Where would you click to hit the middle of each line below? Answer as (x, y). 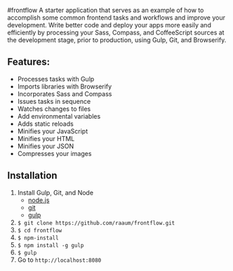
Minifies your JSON (46, 146)
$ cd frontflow (40, 230)
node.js (39, 200)
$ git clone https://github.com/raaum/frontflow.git (96, 223)
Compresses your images (54, 153)
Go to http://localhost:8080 (59, 260)
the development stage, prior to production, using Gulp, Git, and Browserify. (117, 40)
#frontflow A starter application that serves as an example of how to (106, 10)
